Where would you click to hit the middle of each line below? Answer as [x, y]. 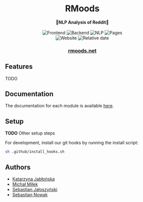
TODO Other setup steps [30, 133]
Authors [18, 167]
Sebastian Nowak [30, 195]
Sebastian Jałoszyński [35, 189]
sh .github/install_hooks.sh [35, 152]
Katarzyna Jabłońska [33, 179]
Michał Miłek [25, 184]
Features [19, 67]
